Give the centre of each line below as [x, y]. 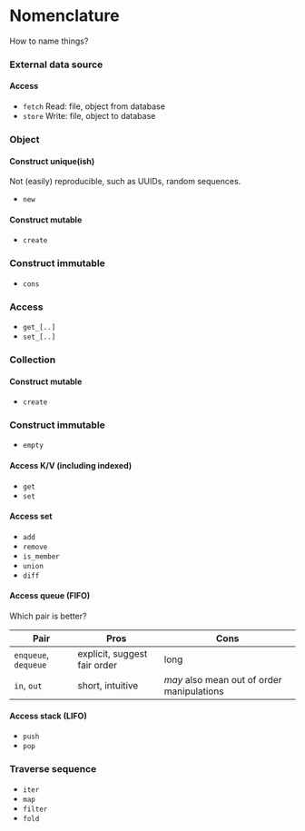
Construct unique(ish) [52, 161]
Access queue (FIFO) [50, 596]
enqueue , [32, 655]
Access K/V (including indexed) [71, 465]
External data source [56, 64]
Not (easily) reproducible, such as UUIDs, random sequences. [125, 182]
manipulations [194, 691]
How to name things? [49, 41]
